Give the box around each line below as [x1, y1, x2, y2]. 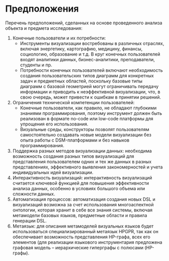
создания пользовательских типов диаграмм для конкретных [20, 72, 154, 78]
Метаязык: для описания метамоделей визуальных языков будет [12, 223, 154, 229]
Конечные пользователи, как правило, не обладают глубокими [20, 105, 157, 111]
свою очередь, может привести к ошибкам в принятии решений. [20, 94, 161, 100]
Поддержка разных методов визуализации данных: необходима [12, 148, 152, 154]
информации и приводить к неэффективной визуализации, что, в [20, 89, 160, 95]
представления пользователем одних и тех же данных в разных [12, 158, 152, 164]
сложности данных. [12, 191, 55, 197]
